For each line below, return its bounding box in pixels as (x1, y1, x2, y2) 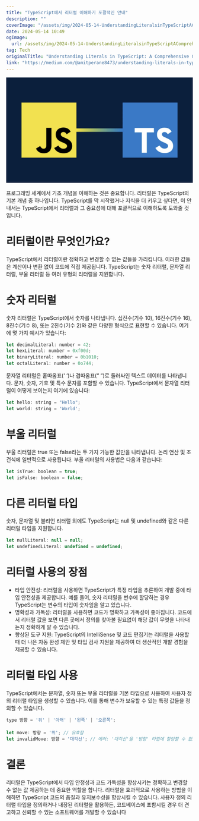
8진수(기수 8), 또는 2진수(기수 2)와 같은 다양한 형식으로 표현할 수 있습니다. (6, 322, 178, 329)
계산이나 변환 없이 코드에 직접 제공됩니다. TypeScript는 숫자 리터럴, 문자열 (12, 263, 184, 270)
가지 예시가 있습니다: (18, 329, 66, 336)
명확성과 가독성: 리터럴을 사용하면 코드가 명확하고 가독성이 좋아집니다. (14, 609, 176, 616)
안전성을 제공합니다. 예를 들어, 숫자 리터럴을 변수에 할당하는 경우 (21, 594, 170, 601)
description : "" (6, 15, 46, 22)
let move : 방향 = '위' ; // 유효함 (6, 729, 84, 735)
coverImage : (6, 22, 36, 28)
